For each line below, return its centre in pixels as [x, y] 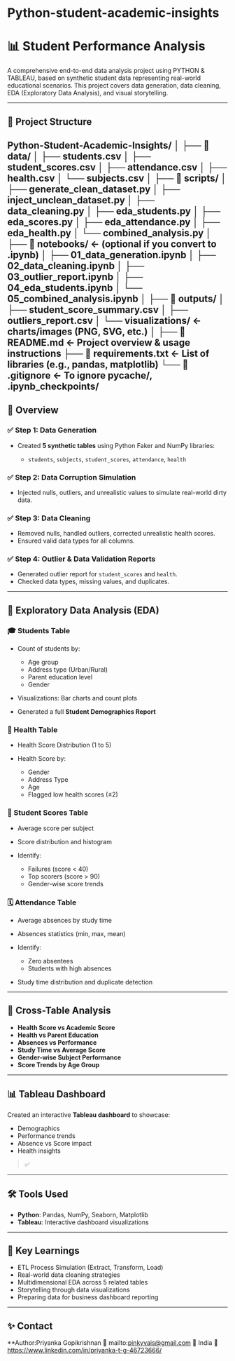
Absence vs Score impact [55, 1143]
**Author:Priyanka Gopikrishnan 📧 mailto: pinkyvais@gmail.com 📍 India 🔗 [113, 1343]
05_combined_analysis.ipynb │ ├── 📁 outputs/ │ [116, 298]
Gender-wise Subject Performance [69, 1057]
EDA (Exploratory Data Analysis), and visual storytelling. [88, 93]
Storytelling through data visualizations [74, 1290]
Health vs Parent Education [58, 1035]
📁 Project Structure [50, 122]
